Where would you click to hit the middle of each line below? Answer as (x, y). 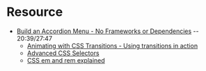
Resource (35, 12)
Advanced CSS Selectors (63, 53)
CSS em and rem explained (66, 60)
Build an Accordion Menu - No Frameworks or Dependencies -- (108, 31)
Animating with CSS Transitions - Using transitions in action (112, 45)
